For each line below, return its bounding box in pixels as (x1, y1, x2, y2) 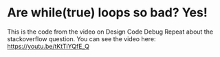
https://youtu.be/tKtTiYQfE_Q (7, 42, 89, 50)
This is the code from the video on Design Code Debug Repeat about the (7, 27, 214, 36)
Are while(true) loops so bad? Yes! (7, 5, 208, 21)
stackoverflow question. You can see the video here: (7, 34, 156, 43)
